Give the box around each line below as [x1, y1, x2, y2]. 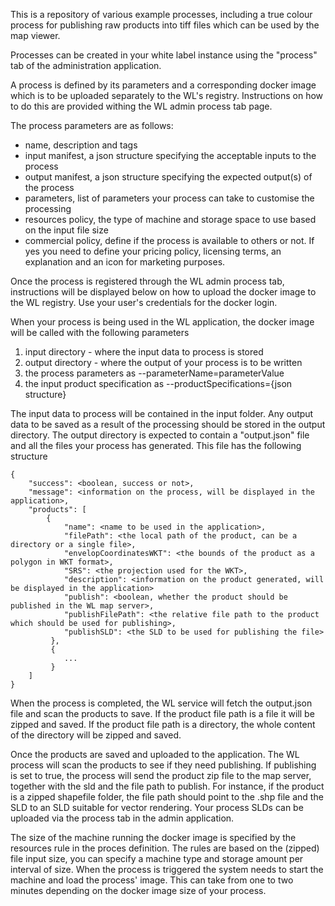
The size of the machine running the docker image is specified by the [10, 832, 297, 843]
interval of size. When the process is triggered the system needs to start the [10, 864, 324, 875]
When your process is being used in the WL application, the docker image [10, 316, 315, 328]
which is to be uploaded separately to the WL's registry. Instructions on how [10, 90, 324, 101]
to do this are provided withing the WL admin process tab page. [10, 100, 273, 112]
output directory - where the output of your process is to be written [24, 357, 303, 368]
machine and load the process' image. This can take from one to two [10, 874, 294, 886]
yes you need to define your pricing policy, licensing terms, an [24, 245, 282, 257]
